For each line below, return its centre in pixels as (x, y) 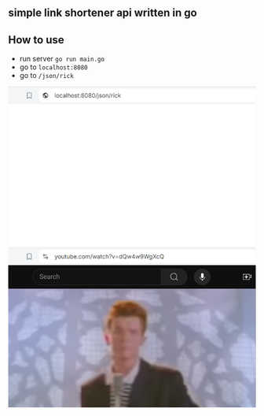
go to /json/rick (47, 76)
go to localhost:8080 (53, 67)
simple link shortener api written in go (103, 13)
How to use (36, 40)
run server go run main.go (62, 59)
